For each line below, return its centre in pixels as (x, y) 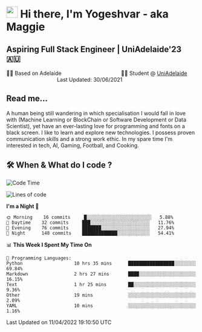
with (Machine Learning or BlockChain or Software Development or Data (96, 119)
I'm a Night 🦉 (23, 206)
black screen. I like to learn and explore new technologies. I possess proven (101, 132)
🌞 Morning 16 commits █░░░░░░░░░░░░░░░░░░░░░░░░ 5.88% (90, 217)
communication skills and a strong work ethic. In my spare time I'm (90, 138)
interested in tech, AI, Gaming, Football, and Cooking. (73, 145)
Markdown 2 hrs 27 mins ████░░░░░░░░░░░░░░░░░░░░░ (101, 274)
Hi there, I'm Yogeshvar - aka (95, 14)
